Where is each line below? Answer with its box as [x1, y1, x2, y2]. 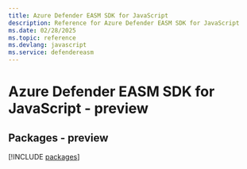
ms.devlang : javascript [8, 41, 87, 49]
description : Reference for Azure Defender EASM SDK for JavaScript [8, 19, 240, 27]
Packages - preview [8, 131, 109, 144]
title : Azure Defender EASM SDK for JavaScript [8, 11, 169, 20]
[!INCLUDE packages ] [8, 152, 80, 161]
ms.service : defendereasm [8, 48, 94, 56]
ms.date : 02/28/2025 [8, 26, 77, 34]
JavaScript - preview [8, 100, 149, 117]
